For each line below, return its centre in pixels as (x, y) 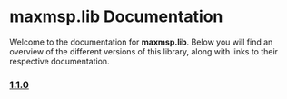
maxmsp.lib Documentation (116, 17)
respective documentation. (60, 61)
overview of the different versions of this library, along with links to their (144, 51)
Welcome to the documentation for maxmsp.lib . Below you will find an (141, 42)
